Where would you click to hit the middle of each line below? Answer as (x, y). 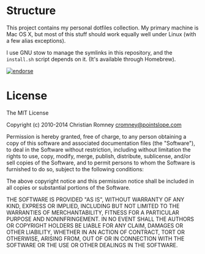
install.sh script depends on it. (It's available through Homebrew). (91, 59)
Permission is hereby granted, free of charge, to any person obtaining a (96, 136)
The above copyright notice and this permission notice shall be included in (100, 181)
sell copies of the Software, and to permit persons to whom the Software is (101, 163)
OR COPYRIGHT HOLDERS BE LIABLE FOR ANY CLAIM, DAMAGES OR (95, 225)
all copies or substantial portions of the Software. (68, 187)
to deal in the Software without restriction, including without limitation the (99, 149)
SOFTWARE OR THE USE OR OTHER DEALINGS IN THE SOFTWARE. (92, 245)
